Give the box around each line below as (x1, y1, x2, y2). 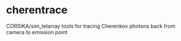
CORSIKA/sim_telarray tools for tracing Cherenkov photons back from (6, 23, 176, 29)
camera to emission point (6, 28, 68, 35)
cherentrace (6, 3, 68, 17)
